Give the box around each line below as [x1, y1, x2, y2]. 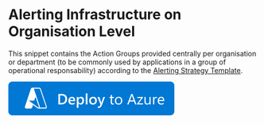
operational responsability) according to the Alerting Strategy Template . [8, 65, 243, 75]
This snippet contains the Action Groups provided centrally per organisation [8, 48, 257, 58]
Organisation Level [8, 22, 135, 41]
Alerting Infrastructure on [8, 6, 181, 24]
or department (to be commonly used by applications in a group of [8, 57, 227, 67]
